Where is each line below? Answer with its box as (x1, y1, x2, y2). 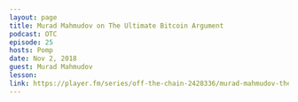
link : (9, 79, 29, 88)
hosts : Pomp (9, 46, 53, 55)
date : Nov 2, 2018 (9, 54, 77, 63)
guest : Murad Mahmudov (9, 63, 93, 72)
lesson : (9, 71, 38, 80)
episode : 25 (9, 37, 53, 47)
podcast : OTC (9, 29, 58, 38)
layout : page (9, 12, 58, 22)
